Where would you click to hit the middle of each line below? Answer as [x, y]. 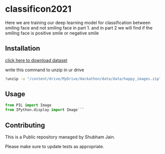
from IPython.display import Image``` [45, 110]
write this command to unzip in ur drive [45, 70]
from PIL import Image [28, 105]
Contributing [25, 125]
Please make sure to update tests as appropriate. [55, 146]
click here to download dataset [36, 60]
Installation [23, 48]
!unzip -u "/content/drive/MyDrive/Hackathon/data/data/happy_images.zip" [83, 79]
